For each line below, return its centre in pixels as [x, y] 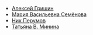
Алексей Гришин [32, 8]
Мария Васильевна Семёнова [49, 14]
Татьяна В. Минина [35, 26]
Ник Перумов [28, 20]
